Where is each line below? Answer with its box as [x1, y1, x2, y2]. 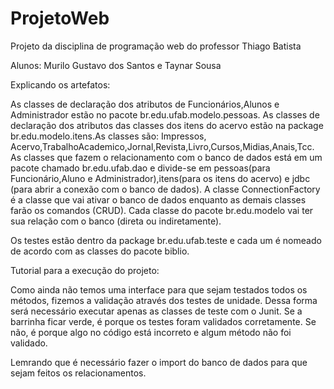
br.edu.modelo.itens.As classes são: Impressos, [10, 130, 207, 142]
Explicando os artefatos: [10, 78, 111, 91]
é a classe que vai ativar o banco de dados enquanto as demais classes [10, 193, 307, 206]
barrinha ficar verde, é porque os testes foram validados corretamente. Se [10, 315, 317, 327]
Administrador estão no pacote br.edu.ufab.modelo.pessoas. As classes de [10, 108, 320, 121]
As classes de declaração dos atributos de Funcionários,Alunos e [10, 98, 280, 110]
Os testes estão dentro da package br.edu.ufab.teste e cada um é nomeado [10, 234, 322, 246]
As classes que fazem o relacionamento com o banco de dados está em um [10, 151, 323, 163]
